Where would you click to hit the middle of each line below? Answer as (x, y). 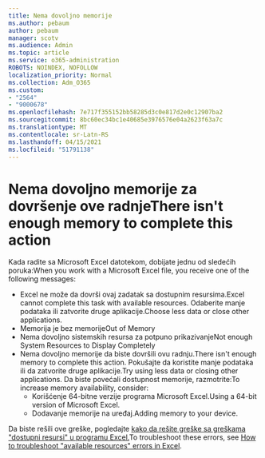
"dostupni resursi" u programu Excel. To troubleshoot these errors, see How (132, 437)
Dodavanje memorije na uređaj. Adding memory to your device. (135, 413)
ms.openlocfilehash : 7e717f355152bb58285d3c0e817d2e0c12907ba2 (116, 113)
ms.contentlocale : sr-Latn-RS (59, 134)
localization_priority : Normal (60, 75)
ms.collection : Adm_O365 (49, 82)
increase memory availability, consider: (84, 388)
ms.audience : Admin (41, 46)
